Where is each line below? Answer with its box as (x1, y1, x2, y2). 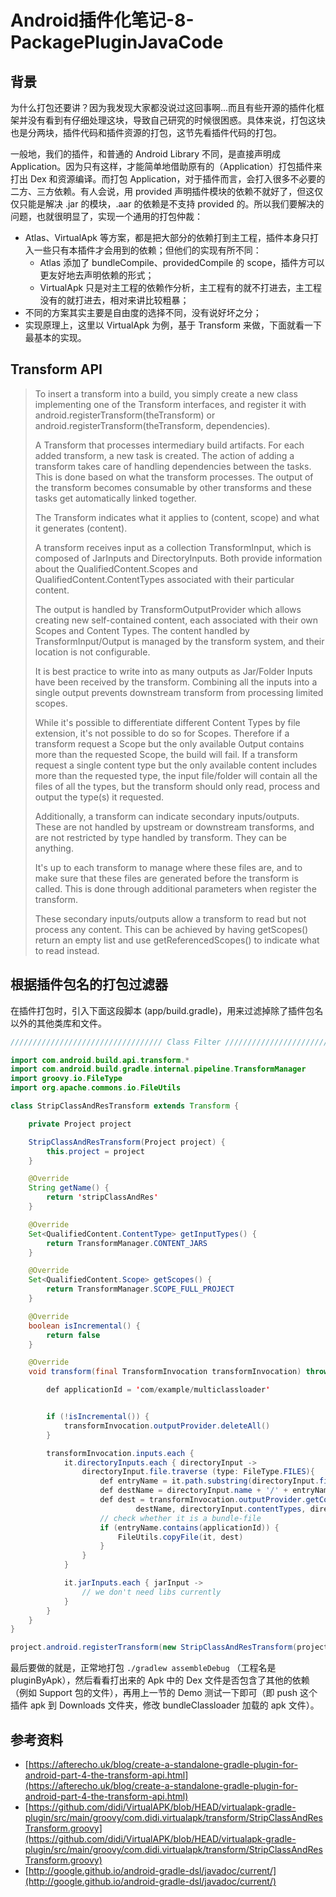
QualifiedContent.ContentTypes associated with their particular (34, 573, 295, 585)
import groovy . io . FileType (10, 1074, 123, 1084)
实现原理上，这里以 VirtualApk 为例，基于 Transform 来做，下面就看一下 (24, 319, 323, 331)
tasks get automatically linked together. (34, 492, 197, 504)
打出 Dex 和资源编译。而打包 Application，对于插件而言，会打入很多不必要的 (10, 173, 326, 185)
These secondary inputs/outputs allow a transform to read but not (34, 912, 307, 925)
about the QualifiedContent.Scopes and (34, 562, 198, 575)
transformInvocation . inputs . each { (46, 1448, 195, 1458)
